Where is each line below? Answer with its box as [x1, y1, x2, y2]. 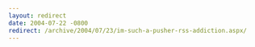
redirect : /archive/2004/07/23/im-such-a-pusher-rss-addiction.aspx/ [8, 26, 248, 34]
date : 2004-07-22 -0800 [8, 19, 89, 27]
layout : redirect [8, 11, 67, 20]
